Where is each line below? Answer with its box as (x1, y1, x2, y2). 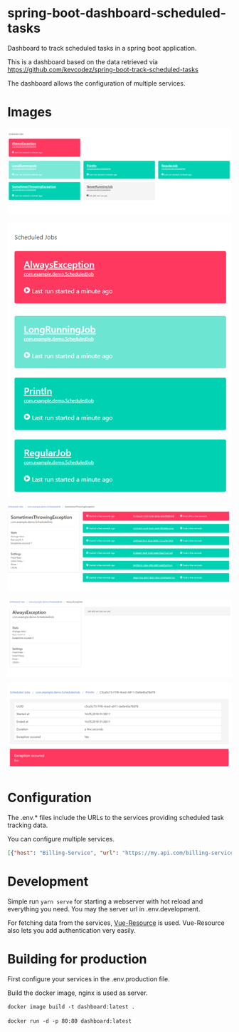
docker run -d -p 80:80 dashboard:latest (7, 1017, 132, 1025)
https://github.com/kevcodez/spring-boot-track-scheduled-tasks (7, 65, 199, 74)
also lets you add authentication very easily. (7, 926, 137, 934)
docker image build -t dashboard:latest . (7, 1003, 135, 1011)
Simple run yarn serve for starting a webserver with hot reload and (7, 897, 203, 906)
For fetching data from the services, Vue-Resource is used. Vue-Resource (7, 919, 225, 927)
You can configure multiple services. (7, 835, 115, 844)
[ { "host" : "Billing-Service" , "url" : (7, 849, 119, 857)
